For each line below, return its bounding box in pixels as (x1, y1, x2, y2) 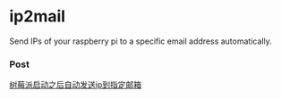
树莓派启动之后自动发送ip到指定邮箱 (9, 79, 141, 90)
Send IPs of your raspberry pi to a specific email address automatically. (9, 36, 273, 46)
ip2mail (9, 6, 65, 27)
